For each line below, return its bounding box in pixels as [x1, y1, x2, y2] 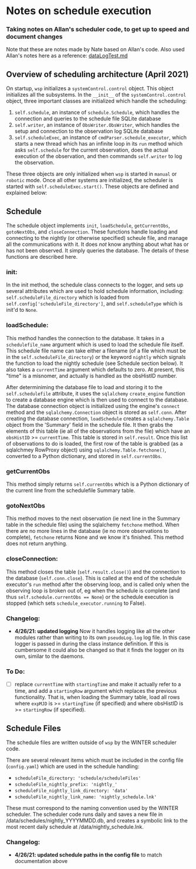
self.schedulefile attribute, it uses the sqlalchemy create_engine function [6, 390, 185, 397]
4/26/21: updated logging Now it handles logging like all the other [14, 627, 175, 634]
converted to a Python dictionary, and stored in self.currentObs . [6, 452, 163, 459]
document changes [6, 32, 63, 41]
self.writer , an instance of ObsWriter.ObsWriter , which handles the [14, 121, 180, 129]
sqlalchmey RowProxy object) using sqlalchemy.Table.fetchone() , [6, 446, 167, 453]
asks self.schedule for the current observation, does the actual [14, 146, 168, 154]
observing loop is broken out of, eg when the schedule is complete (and [6, 587, 180, 594]
